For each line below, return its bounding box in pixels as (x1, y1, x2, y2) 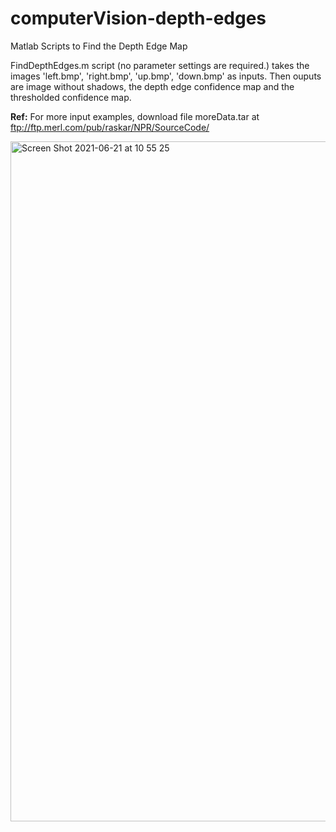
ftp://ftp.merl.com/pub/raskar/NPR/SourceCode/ (10, 121, 210, 133)
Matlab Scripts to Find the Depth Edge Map (10, 40, 188, 52)
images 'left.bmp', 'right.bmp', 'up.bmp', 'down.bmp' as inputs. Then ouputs (10, 70, 322, 82)
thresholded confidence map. (10, 91, 132, 103)
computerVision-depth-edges (10, 7, 267, 30)
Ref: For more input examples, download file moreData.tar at (10, 110, 260, 122)
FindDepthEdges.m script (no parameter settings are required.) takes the (10, 59, 310, 71)
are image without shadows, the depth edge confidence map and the (10, 80, 295, 92)
